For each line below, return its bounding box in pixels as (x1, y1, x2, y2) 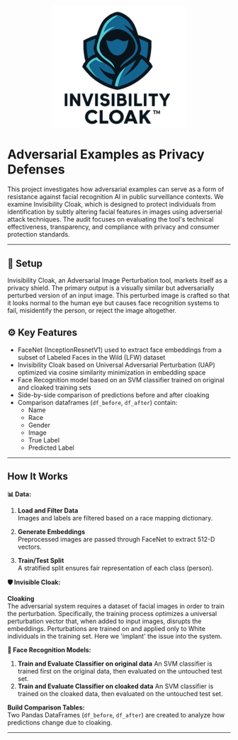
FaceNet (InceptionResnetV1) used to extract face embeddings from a (17, 346, 222, 354)
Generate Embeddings (17, 527, 86, 536)
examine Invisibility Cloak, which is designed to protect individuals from (7, 200, 216, 209)
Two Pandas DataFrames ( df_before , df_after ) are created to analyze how (7, 710, 225, 719)
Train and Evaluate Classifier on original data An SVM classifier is (17, 659, 212, 668)
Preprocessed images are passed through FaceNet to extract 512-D (17, 535, 215, 543)
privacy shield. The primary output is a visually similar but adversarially (7, 283, 215, 292)
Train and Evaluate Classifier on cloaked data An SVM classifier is (17, 682, 214, 690)
